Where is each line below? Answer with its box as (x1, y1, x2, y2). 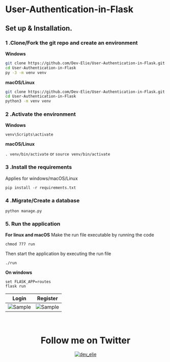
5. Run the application (5, 220, 61, 227)
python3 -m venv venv (5, 98, 51, 104)
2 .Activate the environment (5, 111, 76, 118)
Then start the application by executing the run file (5, 251, 111, 257)
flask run (5, 284, 26, 289)
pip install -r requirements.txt (5, 185, 76, 190)
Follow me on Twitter (40, 334, 131, 346)
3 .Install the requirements (5, 164, 72, 171)
